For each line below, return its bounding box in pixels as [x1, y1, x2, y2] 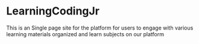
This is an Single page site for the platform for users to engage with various [6, 24, 194, 31]
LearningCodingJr [6, 4, 99, 18]
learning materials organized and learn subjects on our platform [6, 30, 165, 37]
